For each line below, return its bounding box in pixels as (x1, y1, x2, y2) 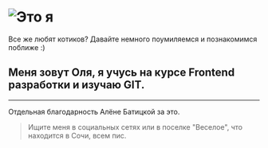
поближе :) (8, 42, 45, 52)
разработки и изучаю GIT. (8, 78, 145, 92)
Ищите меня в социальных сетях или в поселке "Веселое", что (27, 122, 243, 131)
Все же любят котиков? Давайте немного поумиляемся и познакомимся (8, 34, 258, 44)
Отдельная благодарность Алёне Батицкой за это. (8, 107, 180, 116)
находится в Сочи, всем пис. (27, 130, 127, 140)
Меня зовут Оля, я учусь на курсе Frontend (8, 66, 235, 80)
